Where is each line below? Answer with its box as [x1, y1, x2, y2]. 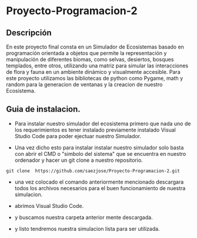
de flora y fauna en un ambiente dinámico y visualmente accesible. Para [6, 69, 181, 75]
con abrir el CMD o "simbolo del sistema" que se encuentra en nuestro [14, 150, 186, 157]
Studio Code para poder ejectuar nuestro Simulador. [14, 132, 142, 139]
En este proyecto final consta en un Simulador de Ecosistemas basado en [6, 43, 184, 50]
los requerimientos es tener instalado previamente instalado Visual [14, 126, 176, 133]
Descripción [6, 28, 52, 38]
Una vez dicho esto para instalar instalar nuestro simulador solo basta [14, 144, 184, 151]
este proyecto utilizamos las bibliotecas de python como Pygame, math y [6, 75, 183, 81]
